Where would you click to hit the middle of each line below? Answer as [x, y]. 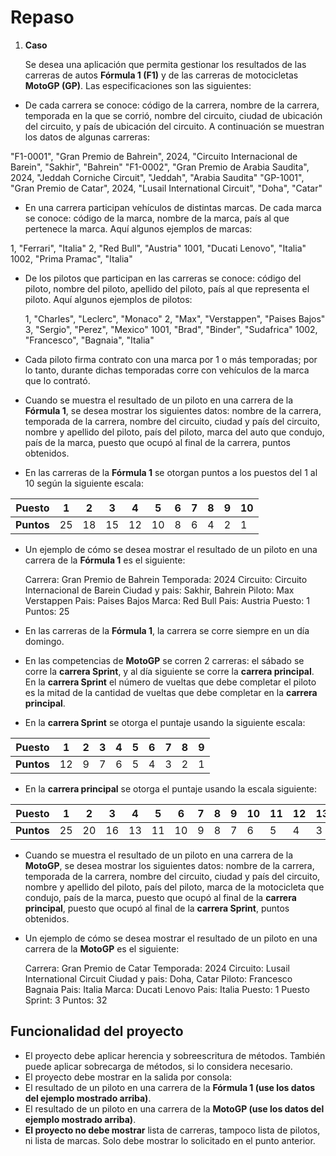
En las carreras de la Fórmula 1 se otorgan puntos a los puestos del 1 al [171, 472]
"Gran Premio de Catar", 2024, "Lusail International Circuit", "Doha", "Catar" [166, 188]
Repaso [42, 17]
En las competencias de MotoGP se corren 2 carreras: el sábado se [164, 660]
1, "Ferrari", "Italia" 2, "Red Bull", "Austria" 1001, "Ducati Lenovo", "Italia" [158, 248]
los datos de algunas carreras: [87, 137]
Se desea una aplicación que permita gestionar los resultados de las [165, 64]
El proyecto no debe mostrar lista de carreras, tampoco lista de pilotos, [172, 1130]
